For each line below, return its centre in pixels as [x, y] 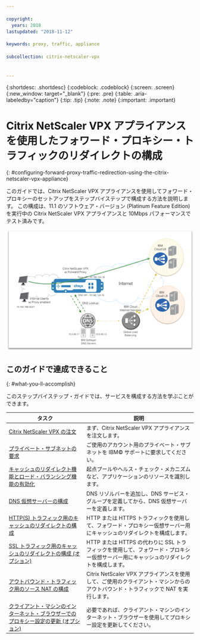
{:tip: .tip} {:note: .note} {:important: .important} [118, 100]
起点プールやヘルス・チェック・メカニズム [138, 469]
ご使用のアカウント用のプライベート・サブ [138, 445]
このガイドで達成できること [57, 369]
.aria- [140, 93]
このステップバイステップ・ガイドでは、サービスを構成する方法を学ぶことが [100, 396]
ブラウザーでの [58, 613]
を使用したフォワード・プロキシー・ [95, 141]
